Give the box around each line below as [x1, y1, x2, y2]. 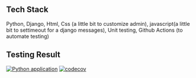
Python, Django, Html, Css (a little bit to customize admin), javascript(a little [6, 20, 191, 27]
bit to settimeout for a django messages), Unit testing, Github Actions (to [6, 26, 183, 33]
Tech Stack [6, 5, 49, 15]
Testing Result [6, 50, 60, 60]
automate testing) [6, 32, 49, 40]
